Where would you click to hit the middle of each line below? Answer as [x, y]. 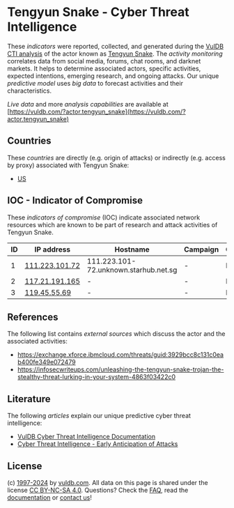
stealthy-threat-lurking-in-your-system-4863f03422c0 [96, 377]
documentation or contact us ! [50, 498]
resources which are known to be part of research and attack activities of [112, 224]
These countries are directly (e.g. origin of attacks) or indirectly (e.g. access [117, 157]
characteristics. [30, 91]
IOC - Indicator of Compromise [75, 200]
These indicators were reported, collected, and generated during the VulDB [116, 46]
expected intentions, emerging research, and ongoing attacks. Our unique [113, 76]
